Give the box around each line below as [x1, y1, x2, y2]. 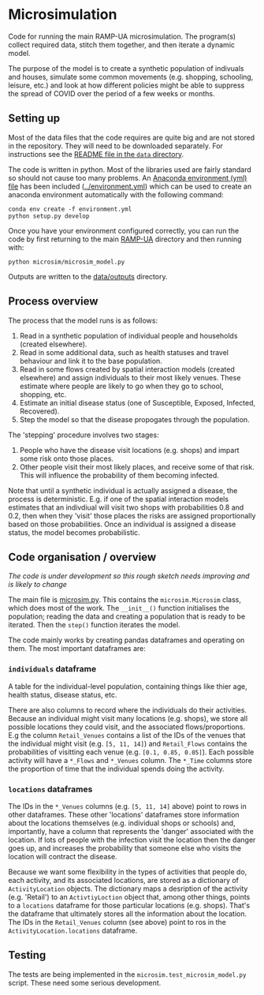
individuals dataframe [8, 664, 97, 675]
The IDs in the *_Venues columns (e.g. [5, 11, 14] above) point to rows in [8, 801, 247, 810]
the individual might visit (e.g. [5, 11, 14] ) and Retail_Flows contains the [8, 739, 247, 748]
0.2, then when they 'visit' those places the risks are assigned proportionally [8, 511, 256, 520]
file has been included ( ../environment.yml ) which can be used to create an [8, 181, 252, 191]
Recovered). [19, 406, 60, 416]
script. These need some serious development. [8, 978, 162, 987]
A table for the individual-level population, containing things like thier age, [8, 681, 247, 691]
